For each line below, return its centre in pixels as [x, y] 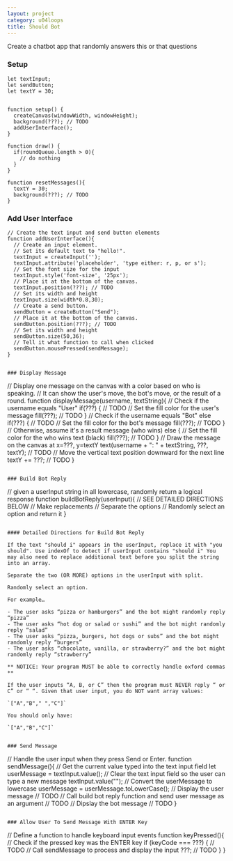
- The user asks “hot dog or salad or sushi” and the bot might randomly [116, 624]
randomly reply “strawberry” [49, 654]
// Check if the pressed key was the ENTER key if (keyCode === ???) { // [111, 842]
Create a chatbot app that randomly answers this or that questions [102, 47]
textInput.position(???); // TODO [63, 287]
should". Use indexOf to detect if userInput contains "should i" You [112, 551]
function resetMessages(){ [46, 183]
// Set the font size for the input [66, 269]
